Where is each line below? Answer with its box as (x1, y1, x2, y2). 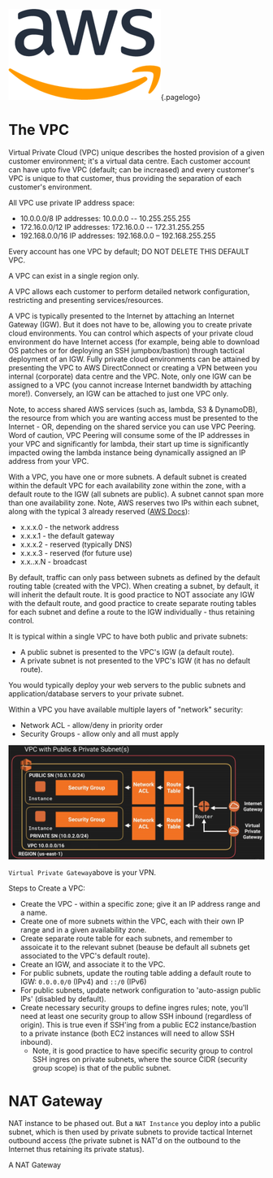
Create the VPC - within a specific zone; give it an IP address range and (19, 899, 261, 909)
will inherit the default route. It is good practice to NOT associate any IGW (8, 590, 255, 600)
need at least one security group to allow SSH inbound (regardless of (19, 1011, 252, 1021)
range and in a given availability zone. (19, 925, 147, 935)
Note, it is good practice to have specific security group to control (32, 1046, 253, 1056)
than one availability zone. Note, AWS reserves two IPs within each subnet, (8, 497, 260, 508)
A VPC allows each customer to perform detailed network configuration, (8, 286, 250, 297)
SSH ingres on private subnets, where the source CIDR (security (32, 1055, 248, 1064)
